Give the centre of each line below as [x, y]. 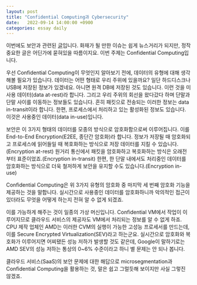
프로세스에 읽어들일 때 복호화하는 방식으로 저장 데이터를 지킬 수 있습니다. [95, 144]
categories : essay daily [36, 28]
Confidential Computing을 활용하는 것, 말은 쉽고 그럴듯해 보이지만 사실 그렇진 [96, 269]
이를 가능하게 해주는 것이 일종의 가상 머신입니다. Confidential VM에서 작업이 [94, 212]
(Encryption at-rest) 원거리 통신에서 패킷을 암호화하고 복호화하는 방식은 [89, 151]
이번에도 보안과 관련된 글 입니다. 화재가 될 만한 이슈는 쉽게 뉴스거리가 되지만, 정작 [98, 45]
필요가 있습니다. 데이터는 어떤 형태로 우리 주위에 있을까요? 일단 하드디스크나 [104, 80]
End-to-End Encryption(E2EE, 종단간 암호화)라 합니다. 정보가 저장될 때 [88, 137]
